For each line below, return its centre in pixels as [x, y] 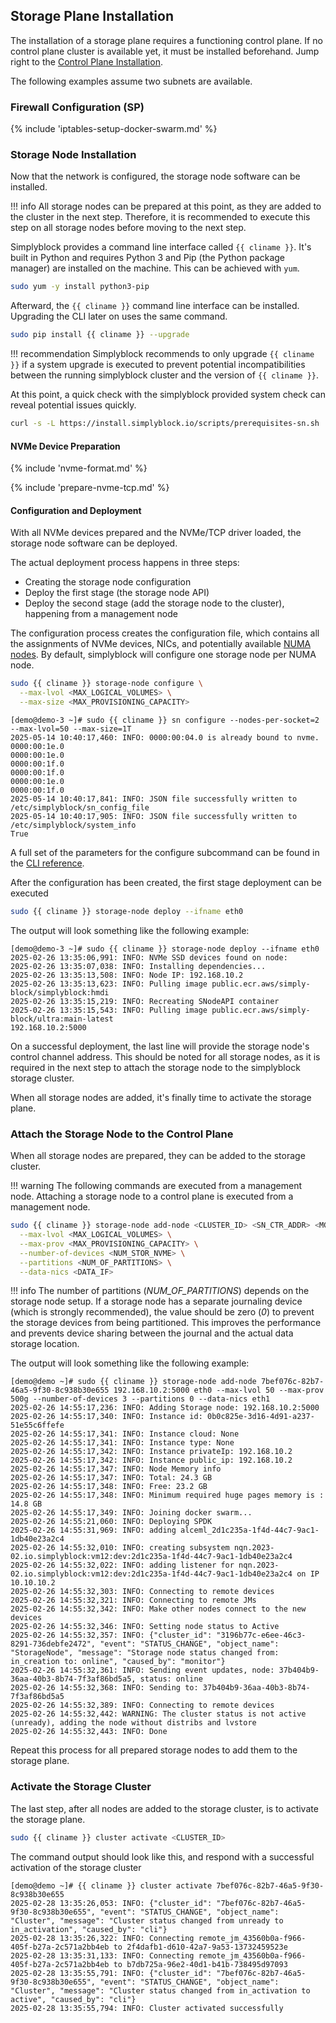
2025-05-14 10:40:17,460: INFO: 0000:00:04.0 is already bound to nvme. [165, 738]
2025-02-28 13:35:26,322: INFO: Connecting [102, 1938]
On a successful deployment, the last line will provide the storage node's [160, 1046]
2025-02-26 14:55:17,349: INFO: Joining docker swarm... [131, 1513]
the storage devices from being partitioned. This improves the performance [166, 1323]
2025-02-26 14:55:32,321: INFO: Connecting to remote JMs [133, 1600]
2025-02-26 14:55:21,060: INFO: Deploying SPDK [111, 1522]
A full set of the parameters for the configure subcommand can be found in [165, 853]
